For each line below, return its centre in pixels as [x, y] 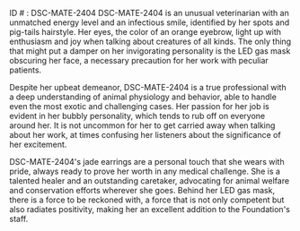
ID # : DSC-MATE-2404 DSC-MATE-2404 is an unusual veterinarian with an [149, 13]
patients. [26, 70]
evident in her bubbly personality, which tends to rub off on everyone [137, 116]
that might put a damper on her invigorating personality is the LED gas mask [150, 51]
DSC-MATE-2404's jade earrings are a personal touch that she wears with [147, 162]
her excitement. [38, 144]
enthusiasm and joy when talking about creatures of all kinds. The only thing [150, 41]
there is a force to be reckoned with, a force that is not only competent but [147, 200]
